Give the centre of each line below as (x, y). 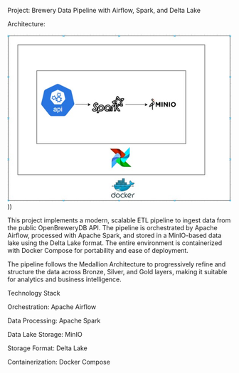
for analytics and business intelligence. (65, 279)
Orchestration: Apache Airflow (52, 307)
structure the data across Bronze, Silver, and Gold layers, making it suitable (117, 271)
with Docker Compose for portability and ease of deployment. (98, 250)
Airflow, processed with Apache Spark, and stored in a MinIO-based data (115, 235)
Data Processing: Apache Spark (54, 320)
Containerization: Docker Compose (59, 362)
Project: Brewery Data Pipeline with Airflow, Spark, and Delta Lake (104, 10)
